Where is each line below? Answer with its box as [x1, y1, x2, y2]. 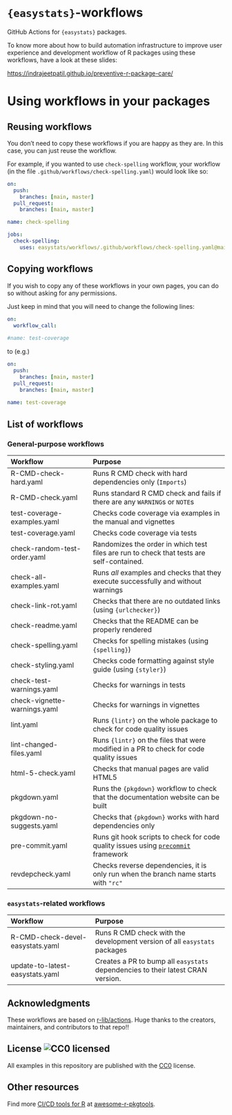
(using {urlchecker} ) [93, 604, 161, 614]
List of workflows [7, 418, 84, 430]
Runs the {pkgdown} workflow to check [93, 783, 217, 793]
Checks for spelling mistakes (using [93, 636, 209, 645]
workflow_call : [13, 322, 57, 329]
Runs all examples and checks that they [93, 568, 222, 578]
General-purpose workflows [7, 439, 105, 448]
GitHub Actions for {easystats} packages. [7, 28, 127, 36]
